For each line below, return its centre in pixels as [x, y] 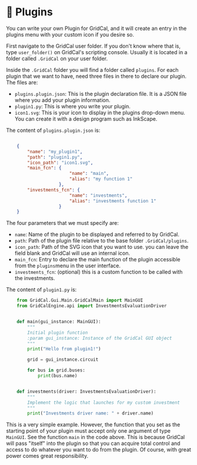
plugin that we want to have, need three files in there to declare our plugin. [96, 76]
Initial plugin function [58, 333]
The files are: [22, 82]
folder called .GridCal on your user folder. [57, 58]
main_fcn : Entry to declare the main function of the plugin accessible [97, 260]
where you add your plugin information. [62, 100]
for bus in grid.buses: [56, 370]
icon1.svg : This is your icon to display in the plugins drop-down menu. [100, 112]
